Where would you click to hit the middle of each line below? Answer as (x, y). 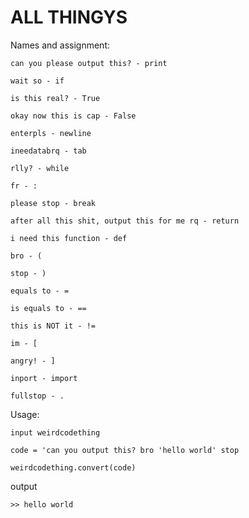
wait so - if (37, 81)
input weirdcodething (55, 432)
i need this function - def (69, 238)
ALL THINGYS (69, 17)
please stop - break (53, 203)
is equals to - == (48, 308)
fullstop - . (37, 396)
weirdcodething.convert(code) (73, 467)
